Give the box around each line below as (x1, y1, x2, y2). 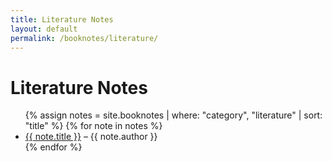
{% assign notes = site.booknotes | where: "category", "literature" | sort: (24, 109, 323, 121)
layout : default (10, 24, 78, 34)
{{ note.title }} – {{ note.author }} (24, 131, 158, 143)
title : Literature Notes (10, 14, 114, 25)
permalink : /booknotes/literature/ (10, 33, 159, 43)
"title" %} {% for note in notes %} (24, 120, 163, 132)
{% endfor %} (24, 141, 83, 153)
